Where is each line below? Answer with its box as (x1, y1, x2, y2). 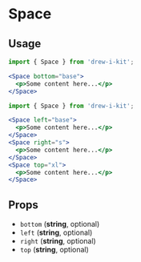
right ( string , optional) (19, 236, 96, 246)
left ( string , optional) (19, 228, 93, 237)
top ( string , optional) (19, 245, 90, 255)
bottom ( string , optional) (19, 220, 100, 229)
